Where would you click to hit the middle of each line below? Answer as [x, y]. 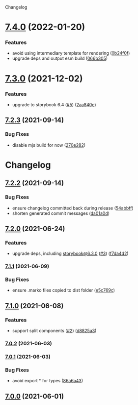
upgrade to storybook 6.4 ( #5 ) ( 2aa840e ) [54, 104]
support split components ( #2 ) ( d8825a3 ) [54, 331]
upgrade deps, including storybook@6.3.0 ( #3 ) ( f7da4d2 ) [70, 253]
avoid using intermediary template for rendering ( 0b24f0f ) [71, 53]
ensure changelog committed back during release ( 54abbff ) [73, 208]
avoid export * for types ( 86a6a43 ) [48, 381]
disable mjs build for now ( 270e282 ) [49, 145]
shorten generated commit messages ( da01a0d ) [61, 213]
